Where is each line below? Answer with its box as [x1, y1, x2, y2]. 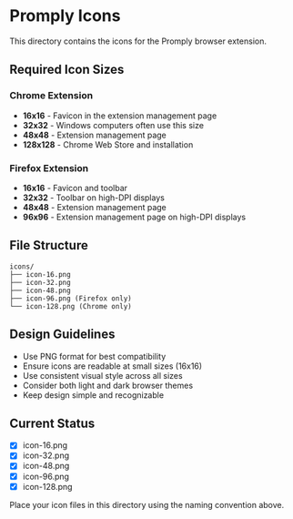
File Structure [9, 238, 88, 253]
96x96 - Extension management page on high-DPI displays [22, 211, 247, 222]
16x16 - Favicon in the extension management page [22, 110, 217, 121]
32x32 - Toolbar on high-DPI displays [22, 192, 166, 203]
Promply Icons [9, 5, 121, 26]
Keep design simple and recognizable [22, 389, 165, 401]
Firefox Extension [9, 161, 89, 174]
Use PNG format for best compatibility [22, 351, 167, 361]
